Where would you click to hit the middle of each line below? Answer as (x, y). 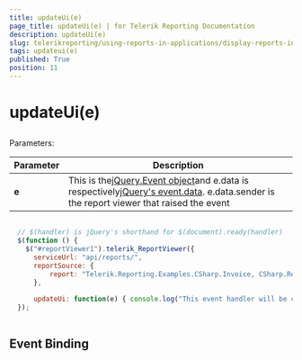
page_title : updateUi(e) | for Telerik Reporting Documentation (132, 26)
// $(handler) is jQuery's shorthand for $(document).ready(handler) (150, 232)
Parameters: (32, 143)
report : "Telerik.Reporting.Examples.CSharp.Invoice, (152, 274)
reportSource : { (63, 265)
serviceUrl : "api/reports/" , (88, 257)
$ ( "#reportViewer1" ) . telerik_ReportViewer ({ (110, 249)
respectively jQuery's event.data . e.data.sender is (172, 192)
